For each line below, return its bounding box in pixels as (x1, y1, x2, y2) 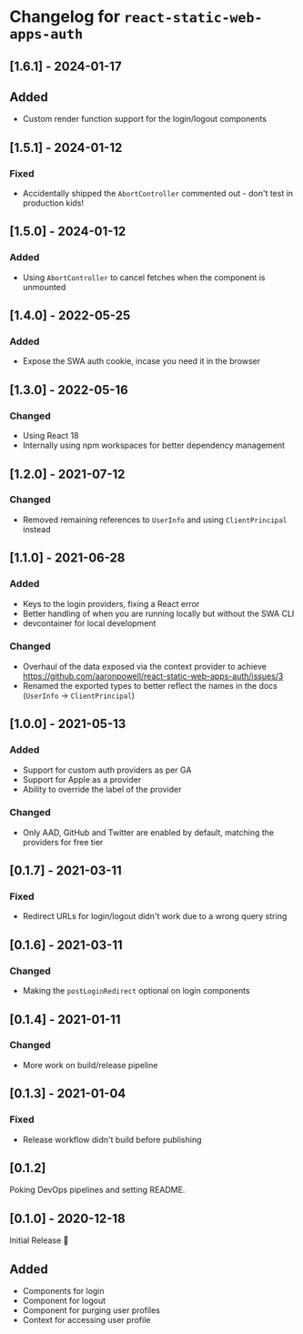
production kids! (22, 197, 85, 208)
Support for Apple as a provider (22, 773, 142, 784)
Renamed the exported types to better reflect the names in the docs (22, 680, 278, 691)
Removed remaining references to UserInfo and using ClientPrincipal (22, 514, 288, 525)
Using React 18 (22, 430, 79, 441)
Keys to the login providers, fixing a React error (22, 598, 200, 609)
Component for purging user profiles (22, 1304, 161, 1316)
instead (22, 523, 52, 534)
